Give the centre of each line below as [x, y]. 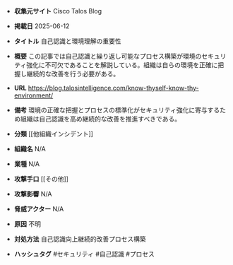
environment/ [34, 95]
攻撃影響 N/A [33, 194]
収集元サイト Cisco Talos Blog [58, 11]
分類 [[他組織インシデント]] [54, 134]
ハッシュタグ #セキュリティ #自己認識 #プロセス [84, 254]
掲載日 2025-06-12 [42, 26]
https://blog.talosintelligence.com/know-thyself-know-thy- [113, 88]
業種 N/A [27, 164]
